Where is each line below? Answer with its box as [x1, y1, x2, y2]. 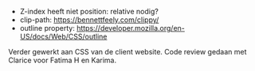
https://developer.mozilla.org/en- [76, 24, 186, 32]
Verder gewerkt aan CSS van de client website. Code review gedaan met [8, 47, 247, 56]
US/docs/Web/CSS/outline [19, 32, 108, 41]
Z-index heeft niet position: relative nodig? [19, 7, 159, 16]
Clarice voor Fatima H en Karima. [8, 55, 117, 65]
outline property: [19, 24, 76, 32]
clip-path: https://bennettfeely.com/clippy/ [19, 15, 159, 24]
